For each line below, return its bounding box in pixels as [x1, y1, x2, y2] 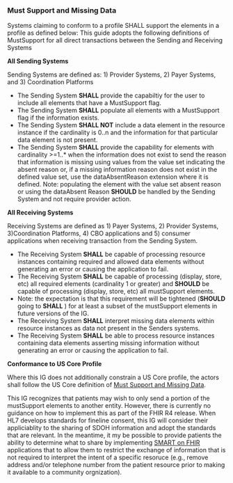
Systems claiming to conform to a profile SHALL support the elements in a [7, 22, 220, 30]
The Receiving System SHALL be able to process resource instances [17, 331, 215, 340]
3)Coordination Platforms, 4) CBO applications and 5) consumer [7, 229, 191, 238]
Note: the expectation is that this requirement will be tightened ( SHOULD [17, 294, 226, 303]
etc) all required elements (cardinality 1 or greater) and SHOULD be [17, 280, 210, 288]
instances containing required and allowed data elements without [17, 258, 204, 266]
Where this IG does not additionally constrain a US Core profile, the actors [7, 373, 219, 381]
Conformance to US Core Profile [7, 360, 102, 368]
